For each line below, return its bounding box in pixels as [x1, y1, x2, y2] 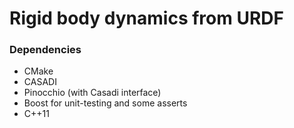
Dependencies [9, 43, 82, 57]
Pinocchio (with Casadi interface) [23, 87, 162, 99]
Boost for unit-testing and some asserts [23, 97, 188, 109]
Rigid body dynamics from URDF [9, 7, 284, 30]
